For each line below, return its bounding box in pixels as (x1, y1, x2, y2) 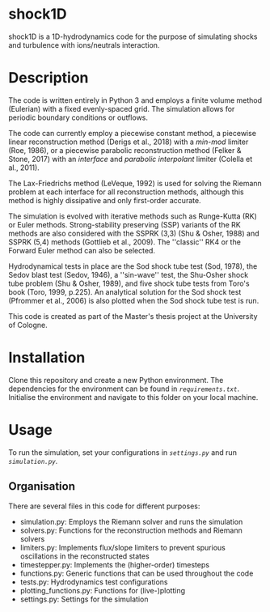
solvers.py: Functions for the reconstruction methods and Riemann (19, 525, 243, 535)
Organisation (8, 479, 75, 494)
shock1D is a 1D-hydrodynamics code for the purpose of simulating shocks (8, 32, 258, 41)
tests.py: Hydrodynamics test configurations (19, 576, 168, 587)
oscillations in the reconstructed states (19, 551, 150, 561)
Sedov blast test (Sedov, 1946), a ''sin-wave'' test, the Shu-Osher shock (8, 270, 249, 279)
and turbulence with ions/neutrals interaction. (8, 40, 160, 49)
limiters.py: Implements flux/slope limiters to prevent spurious (19, 542, 226, 552)
